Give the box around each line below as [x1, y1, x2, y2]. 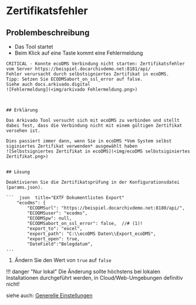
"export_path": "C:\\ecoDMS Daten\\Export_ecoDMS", [27, 231, 157, 237]
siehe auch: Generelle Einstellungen [6, 292, 93, 299]
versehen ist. [6, 128, 41, 134]
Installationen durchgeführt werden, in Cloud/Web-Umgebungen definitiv [6, 274, 183, 281]
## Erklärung [6, 107, 38, 113]
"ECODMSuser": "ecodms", [27, 210, 88, 216]
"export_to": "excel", [27, 226, 83, 231]
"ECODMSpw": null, [27, 216, 72, 221]
